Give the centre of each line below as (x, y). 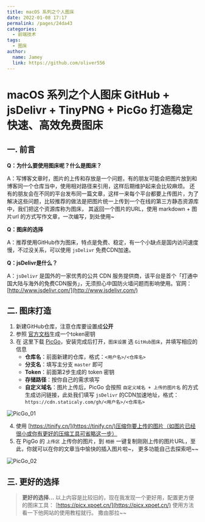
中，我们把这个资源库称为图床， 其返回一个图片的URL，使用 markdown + (99, 209)
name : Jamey (28, 57)
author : (17, 52)
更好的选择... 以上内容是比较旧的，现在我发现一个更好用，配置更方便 (108, 498)
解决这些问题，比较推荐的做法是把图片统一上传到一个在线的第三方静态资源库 (103, 201)
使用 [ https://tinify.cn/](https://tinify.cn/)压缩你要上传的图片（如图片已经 (106, 426)
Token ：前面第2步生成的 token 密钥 (70, 372)
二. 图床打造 (29, 311)
